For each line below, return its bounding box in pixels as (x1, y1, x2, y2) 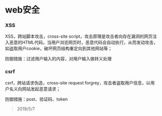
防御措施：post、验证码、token (5, 96, 68, 102)
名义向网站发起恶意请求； (9, 86, 61, 92)
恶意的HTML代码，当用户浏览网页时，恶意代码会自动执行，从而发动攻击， (9, 40, 158, 45)
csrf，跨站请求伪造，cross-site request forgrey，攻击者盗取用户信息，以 (5, 80, 151, 86)
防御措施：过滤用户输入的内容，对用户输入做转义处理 (5, 56, 112, 62)
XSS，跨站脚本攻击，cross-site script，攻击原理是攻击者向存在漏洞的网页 (5, 33, 153, 39)
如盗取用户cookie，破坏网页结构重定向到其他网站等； (5, 45, 113, 51)
